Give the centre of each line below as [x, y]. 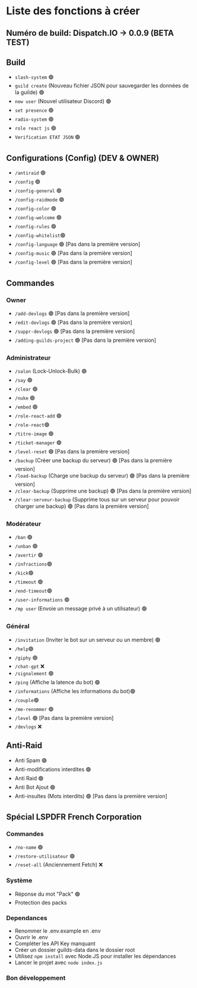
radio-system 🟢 [34, 119]
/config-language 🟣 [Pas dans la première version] [77, 244]
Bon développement [36, 978]
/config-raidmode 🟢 [39, 200]
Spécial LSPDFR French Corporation [74, 817]
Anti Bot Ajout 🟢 [35, 787]
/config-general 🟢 [38, 191]
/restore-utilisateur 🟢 [45, 856]
